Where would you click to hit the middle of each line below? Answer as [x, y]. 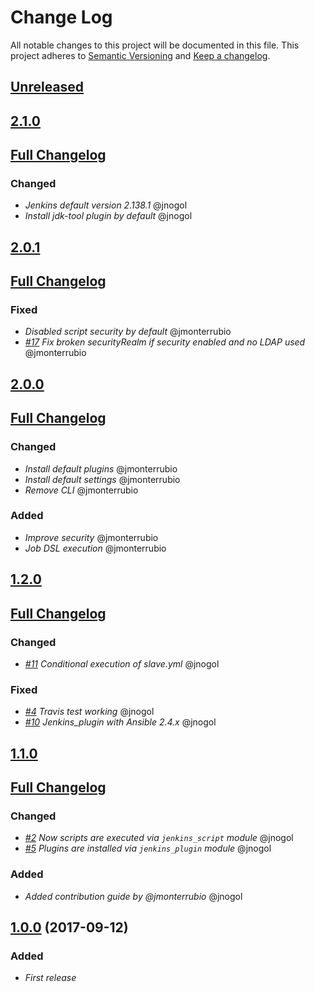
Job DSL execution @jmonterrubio [95, 548]
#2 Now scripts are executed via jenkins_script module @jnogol [159, 838]
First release [50, 978]
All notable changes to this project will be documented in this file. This [155, 45]
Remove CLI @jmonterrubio [81, 490]
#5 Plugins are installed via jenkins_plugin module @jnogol [148, 848]
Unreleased [47, 87]
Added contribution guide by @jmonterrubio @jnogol [133, 896]
